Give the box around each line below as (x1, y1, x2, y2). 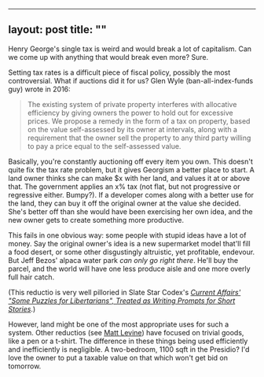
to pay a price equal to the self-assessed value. (27, 141, 181, 150)
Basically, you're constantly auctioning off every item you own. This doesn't (8, 157, 254, 166)
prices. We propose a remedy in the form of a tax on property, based (27, 116, 251, 126)
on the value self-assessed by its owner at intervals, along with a (27, 124, 238, 134)
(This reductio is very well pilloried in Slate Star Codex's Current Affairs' (8, 287, 241, 297)
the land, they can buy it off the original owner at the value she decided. (8, 198, 241, 208)
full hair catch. (8, 272, 55, 282)
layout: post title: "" (8, 23, 108, 36)
